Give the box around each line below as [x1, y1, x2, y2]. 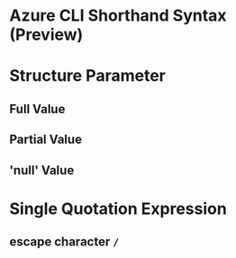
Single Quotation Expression [9, 199, 227, 218]
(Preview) [9, 24, 84, 45]
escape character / [9, 235, 120, 250]
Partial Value [9, 132, 83, 147]
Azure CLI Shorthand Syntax [9, 5, 227, 26]
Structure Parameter [9, 66, 167, 86]
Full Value [9, 101, 66, 117]
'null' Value [9, 163, 75, 178]
